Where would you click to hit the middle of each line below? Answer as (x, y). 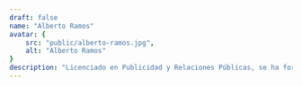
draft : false (34, 17)
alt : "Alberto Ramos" (66, 51)
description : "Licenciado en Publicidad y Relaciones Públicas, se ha (144, 68)
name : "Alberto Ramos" (52, 26)
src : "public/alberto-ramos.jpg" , (90, 43)
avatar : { (28, 34)
